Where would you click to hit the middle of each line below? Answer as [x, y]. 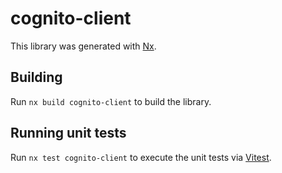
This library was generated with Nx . [83, 46]
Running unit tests [68, 133]
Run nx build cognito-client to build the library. [111, 101]
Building [36, 77]
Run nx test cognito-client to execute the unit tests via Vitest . [141, 157]
